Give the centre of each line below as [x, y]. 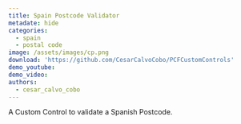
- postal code [39, 45]
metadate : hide [34, 23]
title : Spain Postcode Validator [64, 15]
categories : [28, 30]
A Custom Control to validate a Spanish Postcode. [90, 112]
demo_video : [28, 75]
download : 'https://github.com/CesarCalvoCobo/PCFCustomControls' [121, 60]
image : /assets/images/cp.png [59, 52]
